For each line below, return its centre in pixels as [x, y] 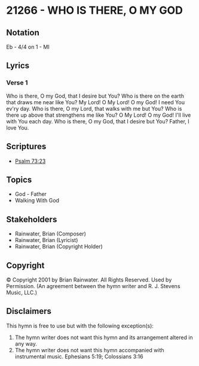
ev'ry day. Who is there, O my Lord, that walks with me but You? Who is [94, 108]
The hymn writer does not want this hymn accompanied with [89, 350]
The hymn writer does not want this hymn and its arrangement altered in [104, 337]
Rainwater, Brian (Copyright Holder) [59, 247]
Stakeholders [32, 219]
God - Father [30, 194]
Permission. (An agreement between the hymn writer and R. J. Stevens [93, 286]
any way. [26, 344]
